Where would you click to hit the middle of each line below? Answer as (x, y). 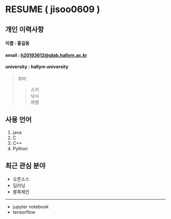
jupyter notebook (31, 206)
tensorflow (24, 212)
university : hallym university (37, 67)
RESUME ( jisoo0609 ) (53, 9)
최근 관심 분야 (25, 166)
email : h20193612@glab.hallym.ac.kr (46, 55)
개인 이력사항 (25, 29)
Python (20, 148)
